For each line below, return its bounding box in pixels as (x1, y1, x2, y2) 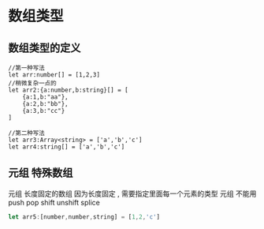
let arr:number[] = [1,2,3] (8, 71, 101, 79)
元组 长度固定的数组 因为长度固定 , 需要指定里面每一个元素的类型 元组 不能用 (8, 189, 257, 198)
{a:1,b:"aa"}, (22, 93, 69, 101)
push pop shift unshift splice (8, 197, 100, 207)
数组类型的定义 (8, 41, 81, 54)
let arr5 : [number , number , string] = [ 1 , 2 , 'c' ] (8, 212, 160, 221)
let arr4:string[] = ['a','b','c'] (8, 143, 125, 151)
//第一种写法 (8, 64, 45, 72)
